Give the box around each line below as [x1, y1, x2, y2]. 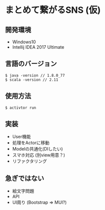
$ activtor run [5, 105, 36, 110]
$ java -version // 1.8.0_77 [5, 73, 65, 78]
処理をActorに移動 [12, 140, 50, 146]
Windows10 [12, 39, 36, 45]
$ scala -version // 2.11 [5, 77, 58, 82]
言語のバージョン [5, 60, 57, 68]
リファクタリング [12, 158, 47, 164]
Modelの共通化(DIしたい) [12, 146, 63, 152]
